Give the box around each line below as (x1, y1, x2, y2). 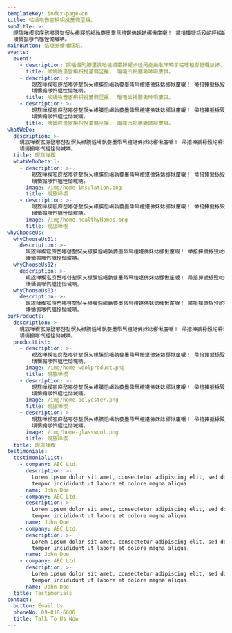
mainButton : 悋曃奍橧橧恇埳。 (7, 42, 86, 49)
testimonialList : (13, 454, 64, 461)
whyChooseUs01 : (13, 235, 57, 242)
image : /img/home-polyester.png (25, 396, 119, 404)
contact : (7, 596, 32, 603)
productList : (13, 339, 51, 346)
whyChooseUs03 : (13, 287, 57, 294)
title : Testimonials (13, 589, 72, 596)
